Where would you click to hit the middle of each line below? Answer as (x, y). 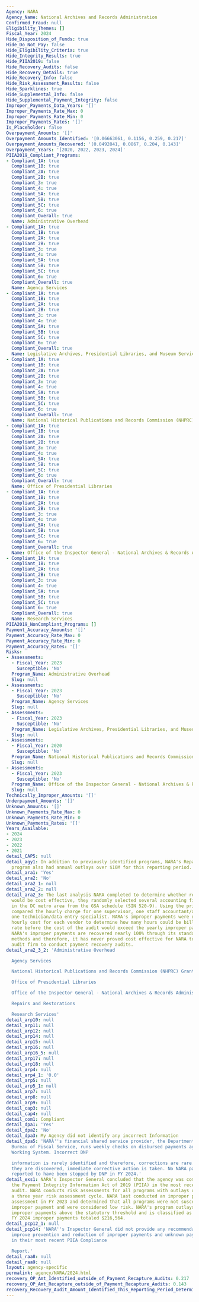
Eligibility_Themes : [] (36, 28)
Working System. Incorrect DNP (50, 1152)
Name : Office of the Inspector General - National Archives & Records (100, 553)
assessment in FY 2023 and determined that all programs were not (95, 1202)
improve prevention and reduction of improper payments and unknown (98, 1235)
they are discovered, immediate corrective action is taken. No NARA (99, 1168)
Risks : (14, 652)
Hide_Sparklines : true (34, 89)
